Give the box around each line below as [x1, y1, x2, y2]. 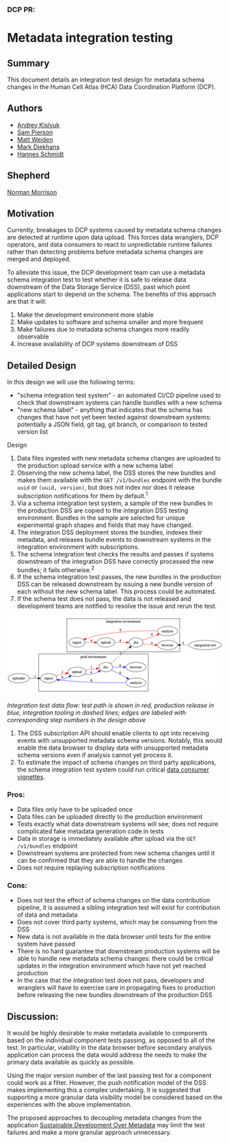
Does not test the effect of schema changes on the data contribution [16, 896, 211, 905]
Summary [7, 57, 50, 69]
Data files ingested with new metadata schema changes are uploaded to [16, 454, 221, 463]
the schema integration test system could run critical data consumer [16, 765, 210, 774]
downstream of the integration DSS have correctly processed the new [16, 557, 214, 565]
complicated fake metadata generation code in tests [16, 827, 164, 835]
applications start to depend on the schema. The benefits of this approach [7, 290, 217, 299]
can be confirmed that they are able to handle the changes [16, 856, 183, 864]
